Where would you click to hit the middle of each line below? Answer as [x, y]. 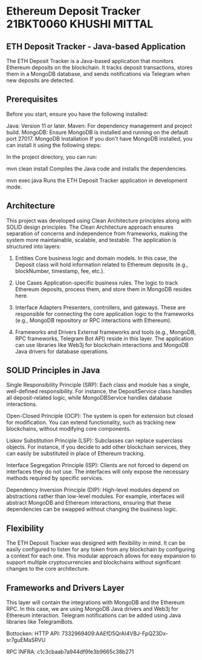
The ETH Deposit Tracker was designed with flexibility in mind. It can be [96, 543]
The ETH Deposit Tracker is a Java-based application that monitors [90, 61]
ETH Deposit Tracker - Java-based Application [96, 46]
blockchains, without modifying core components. [69, 429]
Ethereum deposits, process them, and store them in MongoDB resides [103, 289]
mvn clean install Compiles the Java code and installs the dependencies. [97, 169]
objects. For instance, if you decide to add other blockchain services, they [99, 447]
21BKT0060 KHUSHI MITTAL [80, 24]
